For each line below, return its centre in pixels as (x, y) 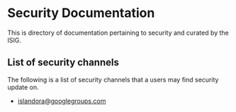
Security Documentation (81, 13)
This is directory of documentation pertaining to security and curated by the (118, 33)
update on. (23, 87)
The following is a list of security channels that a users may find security (113, 79)
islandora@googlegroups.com (62, 101)
